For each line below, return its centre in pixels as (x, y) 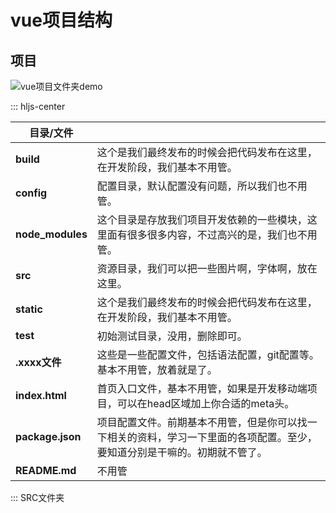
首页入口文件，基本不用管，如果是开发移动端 (202, 388)
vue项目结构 (61, 20)
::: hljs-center (38, 106)
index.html (41, 395)
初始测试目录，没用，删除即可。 (172, 336)
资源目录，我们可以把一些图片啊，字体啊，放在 (207, 268)
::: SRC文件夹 (37, 497)
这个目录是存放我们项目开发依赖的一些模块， (202, 219)
